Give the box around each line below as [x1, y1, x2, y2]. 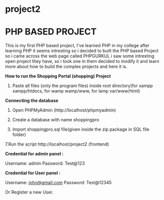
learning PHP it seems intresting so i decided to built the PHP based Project [5, 48, 159, 54]
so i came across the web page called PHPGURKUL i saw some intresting [5, 53, 155, 59]
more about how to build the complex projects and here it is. [5, 63, 127, 70]
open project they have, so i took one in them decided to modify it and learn [5, 58, 160, 64]
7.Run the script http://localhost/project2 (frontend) [5, 141, 110, 147]
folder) [12, 132, 26, 138]
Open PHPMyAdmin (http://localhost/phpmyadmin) [12, 107, 116, 113]
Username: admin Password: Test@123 [5, 160, 85, 166]
